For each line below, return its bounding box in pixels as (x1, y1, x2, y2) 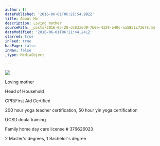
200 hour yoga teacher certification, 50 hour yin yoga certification (5, 108, 138, 113)
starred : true (5, 35, 34, 39)
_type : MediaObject (5, 52, 45, 57)
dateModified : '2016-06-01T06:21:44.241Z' (5, 30, 92, 35)
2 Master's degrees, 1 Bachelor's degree (5, 136, 87, 142)
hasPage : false (5, 43, 36, 48)
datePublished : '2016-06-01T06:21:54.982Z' (5, 12, 95, 17)
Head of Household (5, 89, 44, 94)
